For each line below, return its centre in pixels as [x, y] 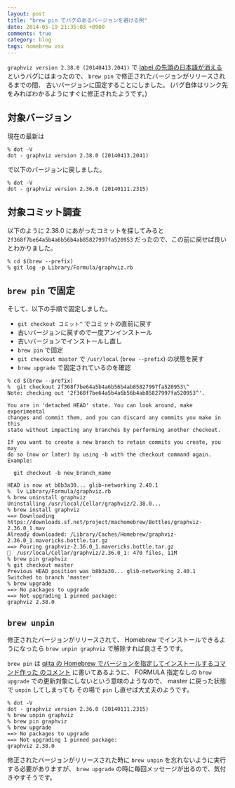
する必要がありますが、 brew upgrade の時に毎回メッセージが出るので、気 [114, 769]
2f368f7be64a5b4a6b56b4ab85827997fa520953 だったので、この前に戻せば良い [117, 239]
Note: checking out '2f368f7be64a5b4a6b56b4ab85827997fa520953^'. [106, 393]
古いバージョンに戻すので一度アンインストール [85, 333]
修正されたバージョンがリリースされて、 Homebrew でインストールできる [113, 640]
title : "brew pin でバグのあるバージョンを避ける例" [77, 20]
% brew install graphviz [43, 510]
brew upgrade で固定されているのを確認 [74, 368]
